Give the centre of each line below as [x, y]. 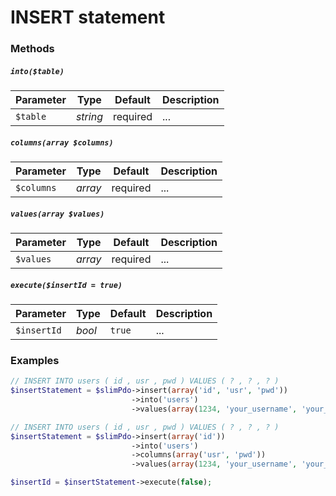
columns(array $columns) [62, 142]
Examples [35, 360]
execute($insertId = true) [66, 285]
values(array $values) [57, 214]
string [89, 117]
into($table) [37, 71]
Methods [32, 49]
